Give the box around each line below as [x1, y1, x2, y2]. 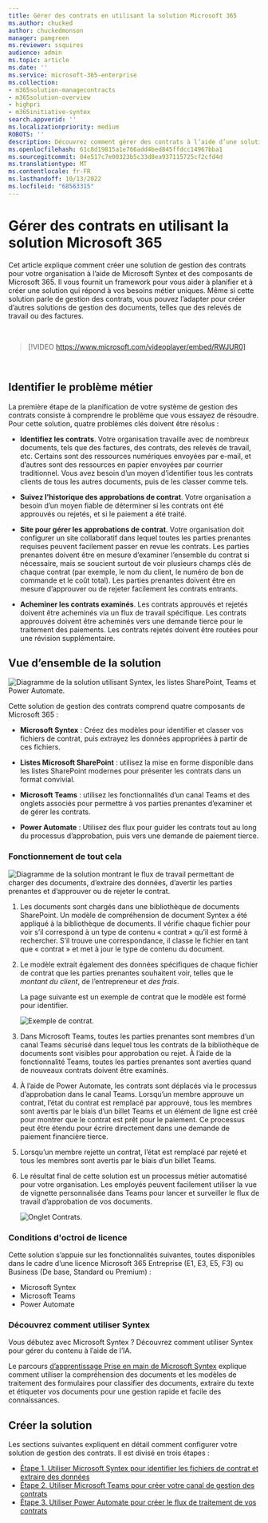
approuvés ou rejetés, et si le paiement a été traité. [19, 508, 187, 519]
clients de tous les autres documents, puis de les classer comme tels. [19, 477, 249, 486]
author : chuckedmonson [8, 26, 84, 34]
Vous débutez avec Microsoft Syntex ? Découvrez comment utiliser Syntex [8, 1338, 254, 1347]
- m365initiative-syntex [8, 109, 91, 117]
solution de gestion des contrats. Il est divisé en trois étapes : [8, 1448, 210, 1458]
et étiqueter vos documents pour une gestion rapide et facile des [8, 1387, 222, 1397]
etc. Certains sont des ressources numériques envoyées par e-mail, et [19, 451, 251, 461]
